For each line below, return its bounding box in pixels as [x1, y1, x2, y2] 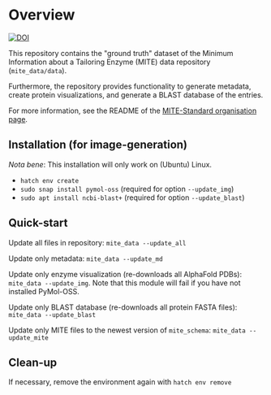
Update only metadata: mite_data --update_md [8, 254, 164, 263]
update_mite [8, 333, 49, 342]
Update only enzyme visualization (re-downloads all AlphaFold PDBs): [8, 269, 242, 279]
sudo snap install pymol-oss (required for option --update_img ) [19, 184, 234, 193]
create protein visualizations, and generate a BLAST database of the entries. [8, 89, 264, 99]
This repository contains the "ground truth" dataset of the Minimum [8, 48, 234, 58]
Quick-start [8, 216, 68, 230]
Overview [8, 6, 75, 24]
